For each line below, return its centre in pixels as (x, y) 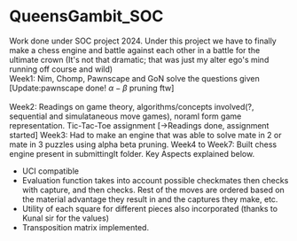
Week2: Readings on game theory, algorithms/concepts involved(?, (132, 106)
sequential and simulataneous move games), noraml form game (125, 116)
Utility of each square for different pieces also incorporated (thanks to (149, 208)
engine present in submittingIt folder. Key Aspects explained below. (132, 153)
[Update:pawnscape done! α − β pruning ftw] (92, 88)
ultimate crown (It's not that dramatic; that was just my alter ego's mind (139, 59)
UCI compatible (51, 171)
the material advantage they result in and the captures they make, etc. (150, 199)
